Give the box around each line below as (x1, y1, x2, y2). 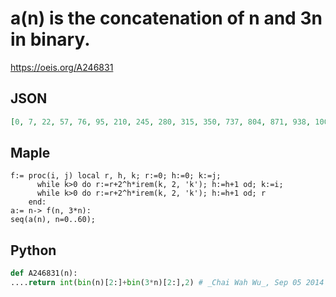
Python (10, 242, 57, 259)
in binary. (10, 28, 91, 51)
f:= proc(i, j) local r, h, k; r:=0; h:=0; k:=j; (10, 171, 222, 181)
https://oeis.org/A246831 (10, 61, 114, 73)
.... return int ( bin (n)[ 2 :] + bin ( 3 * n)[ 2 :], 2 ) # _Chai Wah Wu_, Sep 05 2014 (10, 278, 325, 288)
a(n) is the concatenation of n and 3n (10, 7, 323, 30)
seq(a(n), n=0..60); (10, 215, 97, 225)
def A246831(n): (10, 268, 78, 279)
